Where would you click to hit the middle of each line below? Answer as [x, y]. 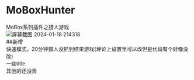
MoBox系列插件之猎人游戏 [37, 27]
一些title [16, 63]
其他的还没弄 [21, 71]
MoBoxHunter [41, 10]
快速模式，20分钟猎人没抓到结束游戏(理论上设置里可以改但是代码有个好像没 [97, 49]
